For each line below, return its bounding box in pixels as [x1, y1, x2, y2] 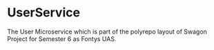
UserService [7, 5, 81, 21]
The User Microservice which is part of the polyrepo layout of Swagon [7, 27, 207, 36]
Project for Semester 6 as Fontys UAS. [7, 34, 117, 42]
